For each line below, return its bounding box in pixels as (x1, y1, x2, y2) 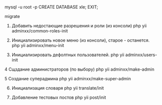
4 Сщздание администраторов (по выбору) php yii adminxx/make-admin (4, 66, 155, 72)
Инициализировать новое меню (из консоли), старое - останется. (11, 37, 150, 43)
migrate (4, 14, 20, 19)
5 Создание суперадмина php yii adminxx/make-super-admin (4, 76, 131, 81)
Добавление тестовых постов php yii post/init (11, 94, 106, 100)
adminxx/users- (125, 52, 157, 58)
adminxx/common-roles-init (11, 28, 68, 33)
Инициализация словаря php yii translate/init (11, 85, 104, 91)
